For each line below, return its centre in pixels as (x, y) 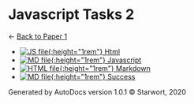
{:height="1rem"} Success (93, 76)
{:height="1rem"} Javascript (96, 60)
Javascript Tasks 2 (71, 15)
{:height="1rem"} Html (84, 51)
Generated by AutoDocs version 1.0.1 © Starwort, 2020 (97, 91)
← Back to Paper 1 (38, 36)
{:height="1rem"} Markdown (105, 68)
